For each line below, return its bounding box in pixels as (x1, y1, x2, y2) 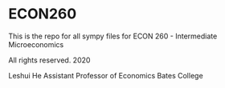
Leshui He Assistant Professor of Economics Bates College (8, 70, 203, 80)
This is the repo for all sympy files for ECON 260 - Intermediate (8, 31, 218, 41)
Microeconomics (8, 39, 64, 49)
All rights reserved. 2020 (8, 55, 91, 65)
